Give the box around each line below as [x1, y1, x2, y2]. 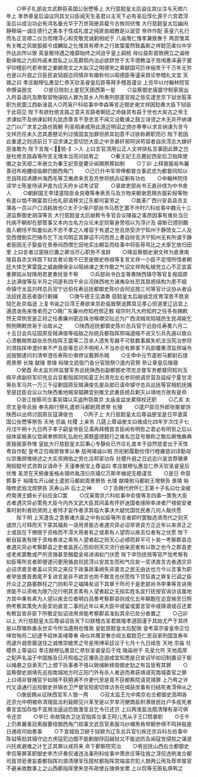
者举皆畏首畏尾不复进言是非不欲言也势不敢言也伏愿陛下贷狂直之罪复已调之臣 [6, 573, 192, 580]
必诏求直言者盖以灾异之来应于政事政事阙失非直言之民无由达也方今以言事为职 [6, 566, 192, 572]
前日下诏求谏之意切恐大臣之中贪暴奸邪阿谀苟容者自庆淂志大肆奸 [37, 138, 192, 145]
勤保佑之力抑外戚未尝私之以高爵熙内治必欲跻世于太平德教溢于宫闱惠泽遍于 [6, 57, 187, 64]
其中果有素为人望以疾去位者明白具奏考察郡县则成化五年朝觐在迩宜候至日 [11, 595, 187, 602]
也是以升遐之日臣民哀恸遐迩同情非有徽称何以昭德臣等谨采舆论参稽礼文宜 [6, 71, 181, 78]
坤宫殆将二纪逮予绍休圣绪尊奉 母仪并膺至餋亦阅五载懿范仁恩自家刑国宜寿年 [6, 632, 189, 639]
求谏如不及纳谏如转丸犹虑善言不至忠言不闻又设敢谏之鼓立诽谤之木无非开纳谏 [6, 116, 192, 123]
